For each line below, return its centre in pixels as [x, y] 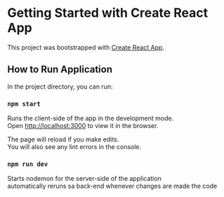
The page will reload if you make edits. [63, 139]
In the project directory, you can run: [60, 87]
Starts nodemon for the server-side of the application [84, 179]
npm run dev [28, 164]
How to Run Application [60, 69]
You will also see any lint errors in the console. [74, 147]
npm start [24, 104]
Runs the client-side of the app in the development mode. [91, 118]
